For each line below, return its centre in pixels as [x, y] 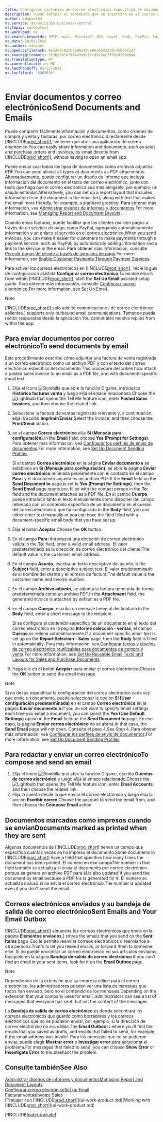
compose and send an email [48, 762]
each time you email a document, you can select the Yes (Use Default [75, 713]
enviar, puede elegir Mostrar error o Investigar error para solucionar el [76, 1042]
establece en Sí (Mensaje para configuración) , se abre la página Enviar [84, 468]
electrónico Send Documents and [73, 107]
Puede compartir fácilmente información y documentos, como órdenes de [79, 131]
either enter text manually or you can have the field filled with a [75, 515]
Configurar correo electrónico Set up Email [47, 1089]
